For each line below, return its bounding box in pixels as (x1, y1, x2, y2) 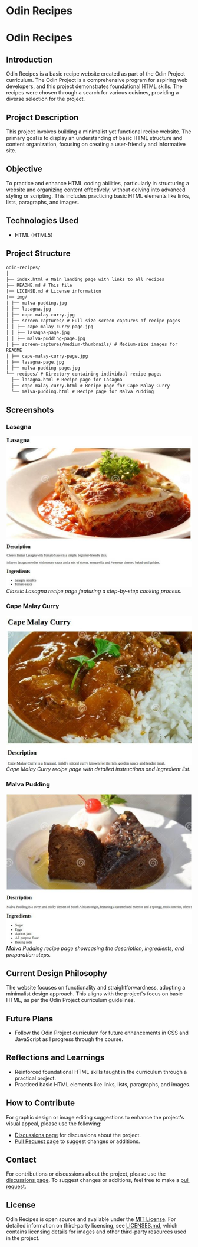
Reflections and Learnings (6, 1053, 105, 1063)
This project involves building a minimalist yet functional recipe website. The (6, 128, 192, 135)
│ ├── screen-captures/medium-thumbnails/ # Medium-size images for (6, 341, 178, 348)
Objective (6, 164, 43, 174)
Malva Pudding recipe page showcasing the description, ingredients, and (6, 945, 184, 952)
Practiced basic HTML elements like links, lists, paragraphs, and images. (14, 1080, 191, 1088)
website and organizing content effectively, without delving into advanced (6, 186, 186, 193)
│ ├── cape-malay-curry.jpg (6, 312, 75, 318)
